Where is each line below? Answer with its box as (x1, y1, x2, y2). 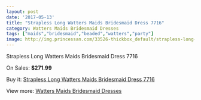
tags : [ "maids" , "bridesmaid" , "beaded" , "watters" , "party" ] (6, 31, 154, 37)
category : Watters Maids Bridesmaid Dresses (6, 25, 119, 32)
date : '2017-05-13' (6, 14, 55, 20)
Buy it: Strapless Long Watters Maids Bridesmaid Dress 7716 (6, 76, 155, 83)
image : (6, 36, 23, 42)
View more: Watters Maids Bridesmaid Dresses (6, 87, 122, 94)
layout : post (6, 8, 39, 15)
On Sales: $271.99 (6, 64, 52, 71)
